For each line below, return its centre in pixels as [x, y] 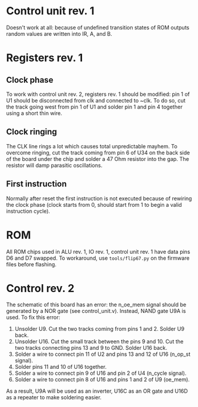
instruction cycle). [28, 211]
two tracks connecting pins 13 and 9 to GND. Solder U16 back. [91, 348]
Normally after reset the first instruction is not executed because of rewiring [99, 198]
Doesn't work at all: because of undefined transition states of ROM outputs [98, 27]
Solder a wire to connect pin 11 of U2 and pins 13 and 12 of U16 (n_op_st [103, 354]
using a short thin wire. [34, 113]
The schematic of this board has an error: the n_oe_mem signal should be [96, 305]
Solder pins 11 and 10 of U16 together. [61, 367]
